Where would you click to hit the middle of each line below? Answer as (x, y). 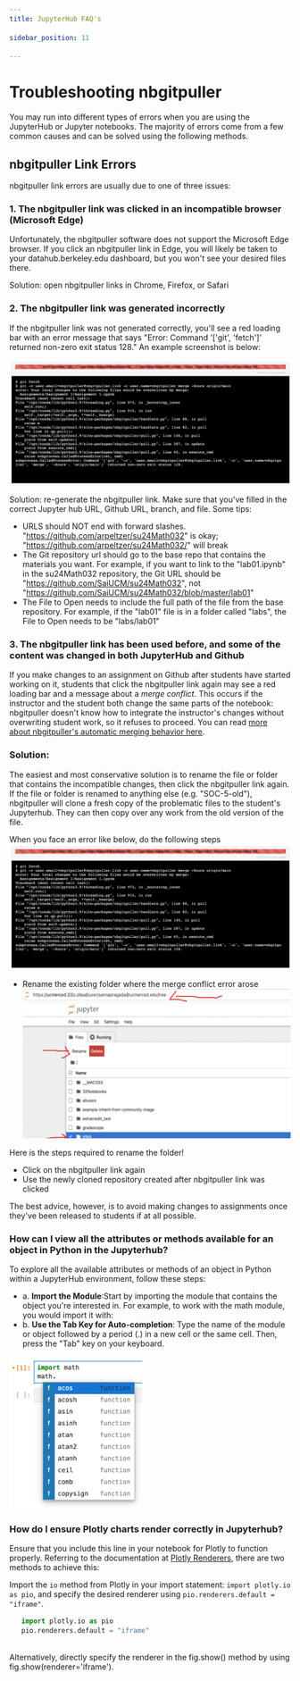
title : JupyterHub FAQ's (55, 19)
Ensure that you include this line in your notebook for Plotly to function (139, 1549)
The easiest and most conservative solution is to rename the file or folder (144, 774)
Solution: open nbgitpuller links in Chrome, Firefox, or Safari (119, 285)
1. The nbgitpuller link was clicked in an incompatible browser (146, 208)
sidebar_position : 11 (50, 38)
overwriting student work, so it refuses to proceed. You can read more (138, 723)
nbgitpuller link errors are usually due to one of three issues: (120, 186)
